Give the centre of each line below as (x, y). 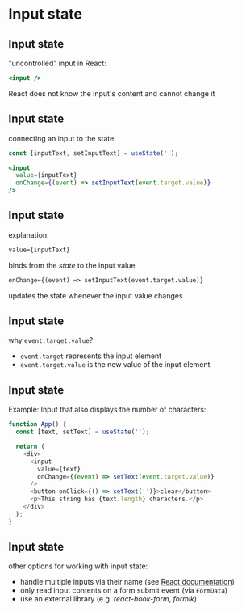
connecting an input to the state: (63, 138)
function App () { (38, 424)
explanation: (29, 234)
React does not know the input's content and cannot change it (112, 93)
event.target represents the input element (91, 356)
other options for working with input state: (78, 566)
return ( (30, 446)
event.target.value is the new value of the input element (115, 365)
